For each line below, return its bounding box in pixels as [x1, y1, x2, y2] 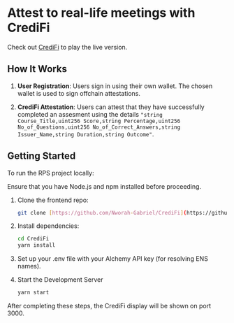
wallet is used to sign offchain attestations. [17, 89, 141, 97]
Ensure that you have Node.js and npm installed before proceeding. [7, 182, 201, 190]
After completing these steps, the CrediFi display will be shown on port [7, 302, 212, 310]
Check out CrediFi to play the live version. [7, 43, 128, 51]
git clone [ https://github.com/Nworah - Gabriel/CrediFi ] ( [17, 209, 187, 216]
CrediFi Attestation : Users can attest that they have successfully [17, 103, 205, 111]
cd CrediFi [17, 236, 50, 243]
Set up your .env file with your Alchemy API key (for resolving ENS [17, 254, 208, 263]
